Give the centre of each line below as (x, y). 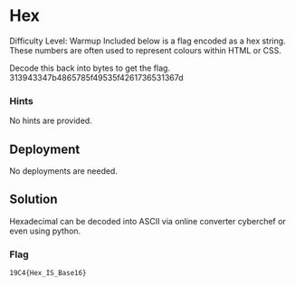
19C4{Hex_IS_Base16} (48, 273)
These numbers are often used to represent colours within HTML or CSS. (146, 50)
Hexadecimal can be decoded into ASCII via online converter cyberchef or (148, 221)
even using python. (45, 231)
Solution (33, 200)
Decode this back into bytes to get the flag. (90, 68)
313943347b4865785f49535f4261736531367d (96, 77)
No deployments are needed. (63, 171)
